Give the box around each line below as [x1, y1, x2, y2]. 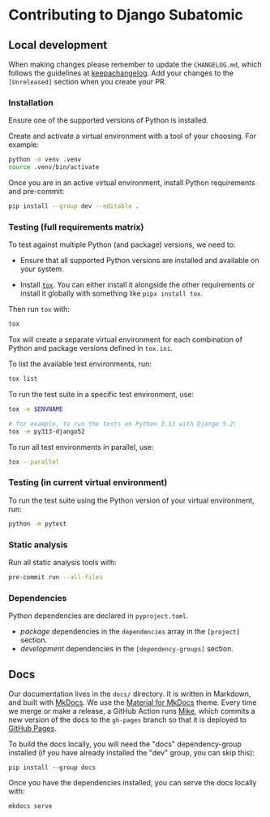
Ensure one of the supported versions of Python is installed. [8, 115, 209, 125]
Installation [8, 97, 54, 108]
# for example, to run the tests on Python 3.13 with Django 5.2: [8, 420, 238, 428]
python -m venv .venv [8, 156, 82, 164]
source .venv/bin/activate [8, 163, 100, 171]
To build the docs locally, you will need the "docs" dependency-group [8, 739, 242, 749]
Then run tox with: [8, 305, 71, 314]
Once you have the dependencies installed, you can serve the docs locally [8, 777, 257, 787]
